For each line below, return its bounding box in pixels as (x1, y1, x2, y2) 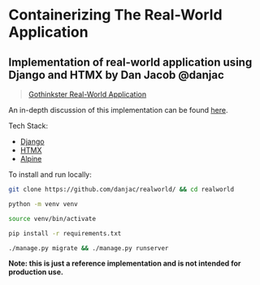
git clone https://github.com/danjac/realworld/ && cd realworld (8, 185, 234, 193)
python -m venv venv (8, 200, 79, 208)
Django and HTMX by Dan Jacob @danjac (8, 67, 225, 82)
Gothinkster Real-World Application (28, 89, 147, 99)
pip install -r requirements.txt (8, 229, 122, 237)
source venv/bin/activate (8, 214, 96, 222)
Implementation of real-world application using (8, 55, 253, 69)
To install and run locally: (8, 170, 92, 179)
